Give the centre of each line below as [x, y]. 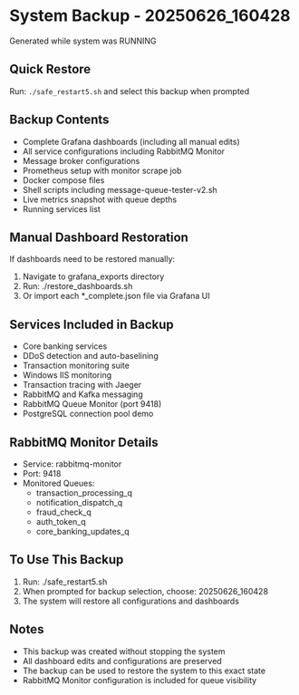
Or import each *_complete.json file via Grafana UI [116, 296]
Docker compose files [63, 180]
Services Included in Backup [92, 324]
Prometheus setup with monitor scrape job [102, 170]
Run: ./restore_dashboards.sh [77, 286]
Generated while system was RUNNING [83, 41]
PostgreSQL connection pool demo [88, 414]
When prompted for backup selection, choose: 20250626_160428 [145, 591]
